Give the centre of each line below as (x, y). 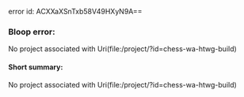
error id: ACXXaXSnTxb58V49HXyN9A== (75, 11)
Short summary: (36, 67)
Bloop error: (32, 32)
